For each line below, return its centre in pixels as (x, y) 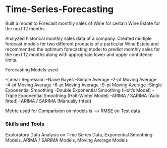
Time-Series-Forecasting (60, 9)
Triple (11, 95)
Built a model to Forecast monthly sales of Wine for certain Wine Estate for (83, 23)
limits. (11, 60)
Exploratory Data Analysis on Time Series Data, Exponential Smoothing (79, 135)
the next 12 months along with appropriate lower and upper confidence (79, 55)
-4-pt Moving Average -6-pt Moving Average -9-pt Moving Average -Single (84, 85)
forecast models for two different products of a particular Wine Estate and (82, 43)
